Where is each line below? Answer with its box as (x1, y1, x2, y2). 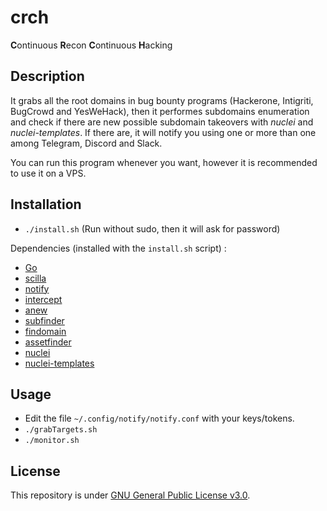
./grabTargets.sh (24, 425, 98, 435)
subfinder (24, 314, 65, 326)
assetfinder (24, 336, 72, 348)
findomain (24, 325, 67, 337)
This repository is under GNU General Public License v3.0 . (10, 489, 251, 501)
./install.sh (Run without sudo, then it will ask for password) (24, 222, 281, 235)
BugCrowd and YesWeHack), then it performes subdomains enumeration (10, 105, 310, 117)
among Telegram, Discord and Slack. (10, 137, 163, 149)
